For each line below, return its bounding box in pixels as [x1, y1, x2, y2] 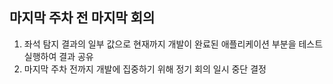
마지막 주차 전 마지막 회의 [9, 9, 156, 27]
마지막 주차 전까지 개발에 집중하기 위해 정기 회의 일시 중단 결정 [23, 63, 267, 75]
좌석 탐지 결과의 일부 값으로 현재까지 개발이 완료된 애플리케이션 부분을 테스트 [23, 38, 324, 50]
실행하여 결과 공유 [23, 50, 94, 62]
